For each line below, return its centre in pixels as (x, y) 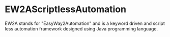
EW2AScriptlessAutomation (66, 9)
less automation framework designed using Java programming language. (81, 28)
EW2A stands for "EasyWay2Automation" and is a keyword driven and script (85, 23)
